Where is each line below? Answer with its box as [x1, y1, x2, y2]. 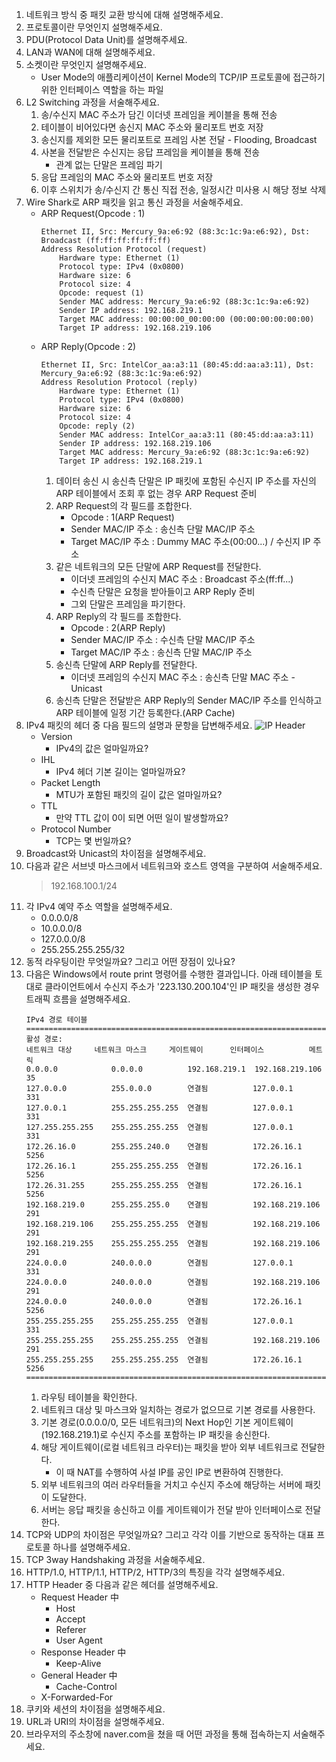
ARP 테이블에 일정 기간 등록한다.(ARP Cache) [55, 707, 236, 718]
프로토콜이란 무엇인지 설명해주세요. [25, 21, 163, 33]
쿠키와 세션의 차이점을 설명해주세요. [25, 1703, 166, 1715]
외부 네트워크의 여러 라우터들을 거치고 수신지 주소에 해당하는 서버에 [40, 1479, 303, 1490]
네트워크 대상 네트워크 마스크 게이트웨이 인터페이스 [25, 1045, 265, 1055]
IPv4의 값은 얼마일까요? [55, 743, 149, 754]
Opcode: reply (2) [59, 421, 136, 431]
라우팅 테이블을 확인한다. [40, 1391, 138, 1403]
